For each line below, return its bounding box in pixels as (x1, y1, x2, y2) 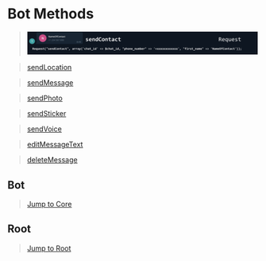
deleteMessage (26, 155, 78, 165)
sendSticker (26, 109, 67, 119)
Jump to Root (26, 243, 71, 253)
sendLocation (26, 63, 72, 72)
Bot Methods (7, 5, 94, 23)
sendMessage (26, 78, 74, 88)
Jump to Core (26, 199, 72, 208)
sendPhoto (26, 93, 63, 103)
